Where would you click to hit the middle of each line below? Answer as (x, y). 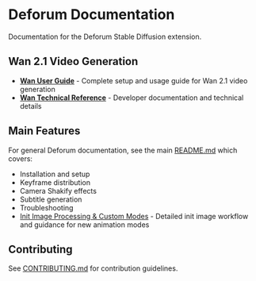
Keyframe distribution (55, 182)
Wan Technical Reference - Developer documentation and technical (132, 98)
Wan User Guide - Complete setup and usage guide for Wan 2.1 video (134, 80)
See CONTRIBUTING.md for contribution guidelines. (93, 268)
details (31, 106)
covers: (21, 158)
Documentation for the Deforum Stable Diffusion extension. (105, 37)
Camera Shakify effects (58, 191)
